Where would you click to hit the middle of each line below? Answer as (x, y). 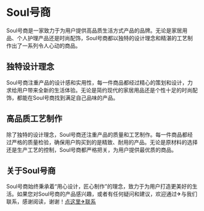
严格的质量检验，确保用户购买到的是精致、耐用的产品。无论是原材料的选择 (104, 142)
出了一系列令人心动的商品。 (46, 46)
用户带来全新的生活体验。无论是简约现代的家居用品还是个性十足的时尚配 (107, 90)
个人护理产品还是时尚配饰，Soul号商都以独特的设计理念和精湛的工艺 (102, 38)
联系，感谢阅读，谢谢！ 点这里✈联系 (51, 202)
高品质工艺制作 (34, 119)
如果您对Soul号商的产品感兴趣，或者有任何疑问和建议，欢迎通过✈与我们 (107, 194)
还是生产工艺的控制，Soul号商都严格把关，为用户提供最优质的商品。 (92, 150)
